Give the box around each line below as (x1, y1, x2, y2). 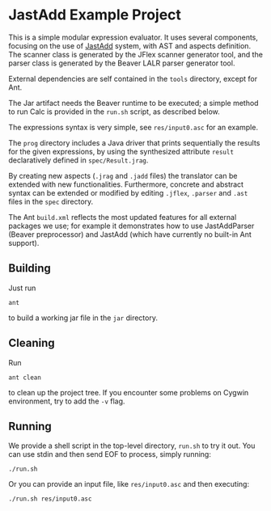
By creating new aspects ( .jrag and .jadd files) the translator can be (8, 171, 238, 180)
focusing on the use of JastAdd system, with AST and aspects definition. (8, 40, 252, 50)
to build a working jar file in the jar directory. (8, 313, 158, 323)
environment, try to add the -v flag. (8, 396, 125, 406)
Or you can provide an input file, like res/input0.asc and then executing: (8, 479, 249, 489)
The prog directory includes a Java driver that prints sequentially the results (8, 137, 260, 147)
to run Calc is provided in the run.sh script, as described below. (8, 107, 220, 116)
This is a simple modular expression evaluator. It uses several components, (8, 32, 259, 42)
